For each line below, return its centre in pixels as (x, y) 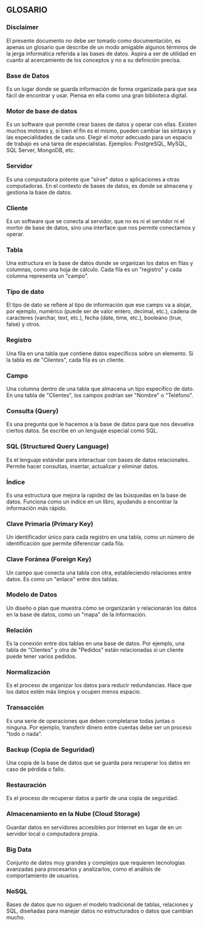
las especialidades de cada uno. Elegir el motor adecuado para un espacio (99, 137)
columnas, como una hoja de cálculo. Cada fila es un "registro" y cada (94, 269)
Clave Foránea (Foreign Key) (49, 559)
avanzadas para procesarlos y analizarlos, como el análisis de (84, 869)
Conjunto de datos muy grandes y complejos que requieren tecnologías (96, 862)
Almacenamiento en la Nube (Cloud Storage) (73, 814)
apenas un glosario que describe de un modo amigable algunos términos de (101, 47)
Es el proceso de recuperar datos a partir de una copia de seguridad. (92, 798)
